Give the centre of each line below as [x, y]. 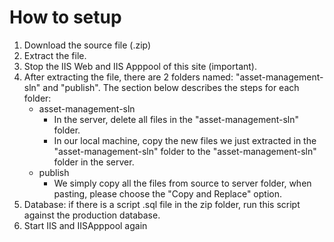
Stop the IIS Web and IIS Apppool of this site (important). [140, 66]
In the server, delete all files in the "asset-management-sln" [176, 119]
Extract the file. [55, 55]
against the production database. [92, 215]
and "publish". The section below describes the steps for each [171, 87]
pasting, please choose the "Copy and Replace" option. [168, 193]
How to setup [65, 17]
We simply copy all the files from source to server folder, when [182, 183]
